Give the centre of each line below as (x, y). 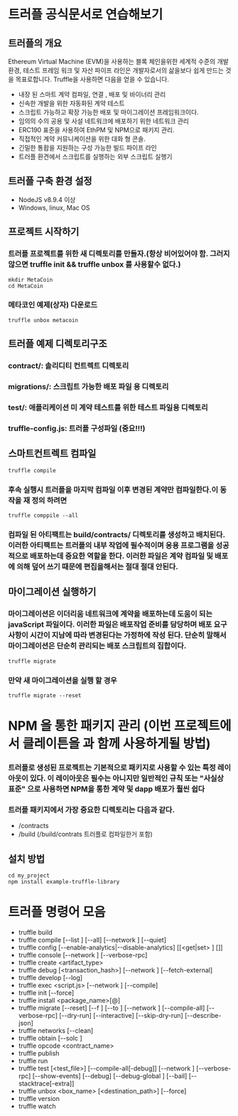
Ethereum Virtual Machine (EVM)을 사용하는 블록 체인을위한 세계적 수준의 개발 (119, 62)
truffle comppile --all (43, 515)
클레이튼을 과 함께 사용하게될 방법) (117, 744)
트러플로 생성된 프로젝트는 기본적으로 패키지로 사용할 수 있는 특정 (112, 767)
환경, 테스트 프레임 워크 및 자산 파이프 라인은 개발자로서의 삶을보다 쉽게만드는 (116, 70)
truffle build (35, 932)
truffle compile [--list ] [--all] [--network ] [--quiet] (92, 940)
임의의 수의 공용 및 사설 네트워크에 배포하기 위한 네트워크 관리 (103, 121)
